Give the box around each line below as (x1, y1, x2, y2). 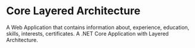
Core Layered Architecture (6, 4, 141, 18)
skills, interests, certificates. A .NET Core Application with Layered (6, 30, 169, 37)
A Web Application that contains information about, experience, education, (6, 24, 190, 31)
